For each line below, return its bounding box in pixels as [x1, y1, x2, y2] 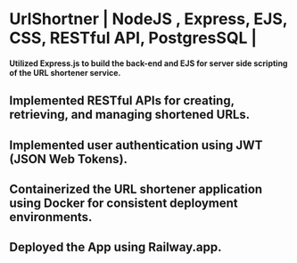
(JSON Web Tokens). [9, 152, 128, 167]
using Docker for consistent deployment [9, 195, 238, 210]
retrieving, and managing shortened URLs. [9, 107, 251, 122]
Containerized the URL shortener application [9, 181, 263, 196]
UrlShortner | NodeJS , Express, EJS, [9, 9, 288, 29]
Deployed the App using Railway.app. [9, 240, 222, 255]
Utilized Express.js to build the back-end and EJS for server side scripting [9, 58, 288, 69]
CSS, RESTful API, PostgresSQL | [9, 28, 258, 48]
